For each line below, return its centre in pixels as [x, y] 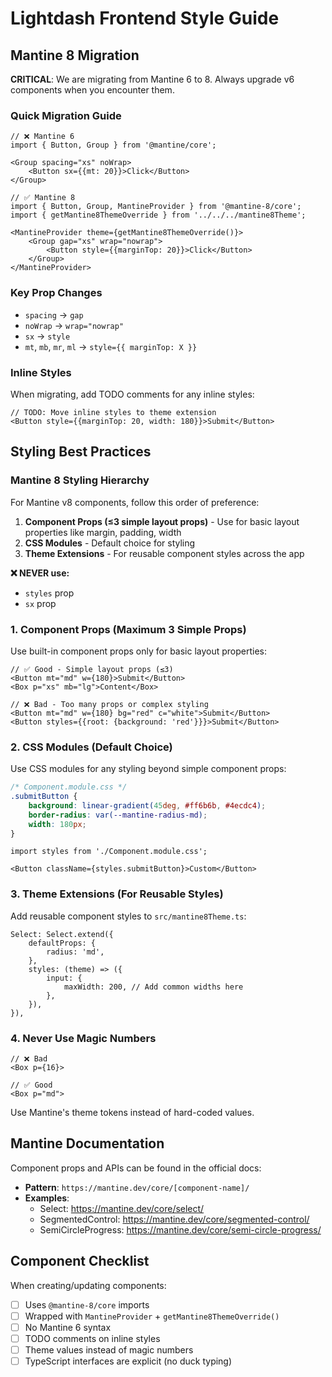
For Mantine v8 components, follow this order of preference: [135, 502]
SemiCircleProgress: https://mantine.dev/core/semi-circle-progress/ [180, 1229]
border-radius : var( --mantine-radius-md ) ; [118, 815]
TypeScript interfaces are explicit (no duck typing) [128, 1361]
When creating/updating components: [88, 1285]
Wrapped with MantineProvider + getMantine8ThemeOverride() [152, 1316]
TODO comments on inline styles [92, 1338]
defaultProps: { [62, 943]
